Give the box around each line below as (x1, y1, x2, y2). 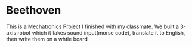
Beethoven (6, 4, 61, 17)
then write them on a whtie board (6, 35, 88, 42)
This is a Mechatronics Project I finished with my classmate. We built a (6, 23, 179, 30)
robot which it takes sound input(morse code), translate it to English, (17, 29, 185, 36)
